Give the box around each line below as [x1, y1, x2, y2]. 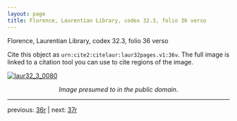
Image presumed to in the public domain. [59, 85, 178, 93]
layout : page [7, 10, 46, 18]
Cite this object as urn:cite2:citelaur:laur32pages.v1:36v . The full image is [7, 50, 230, 59]
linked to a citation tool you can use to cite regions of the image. [7, 57, 194, 66]
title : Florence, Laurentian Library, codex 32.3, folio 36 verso [7, 17, 207, 24]
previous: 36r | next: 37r [7, 105, 78, 114]
